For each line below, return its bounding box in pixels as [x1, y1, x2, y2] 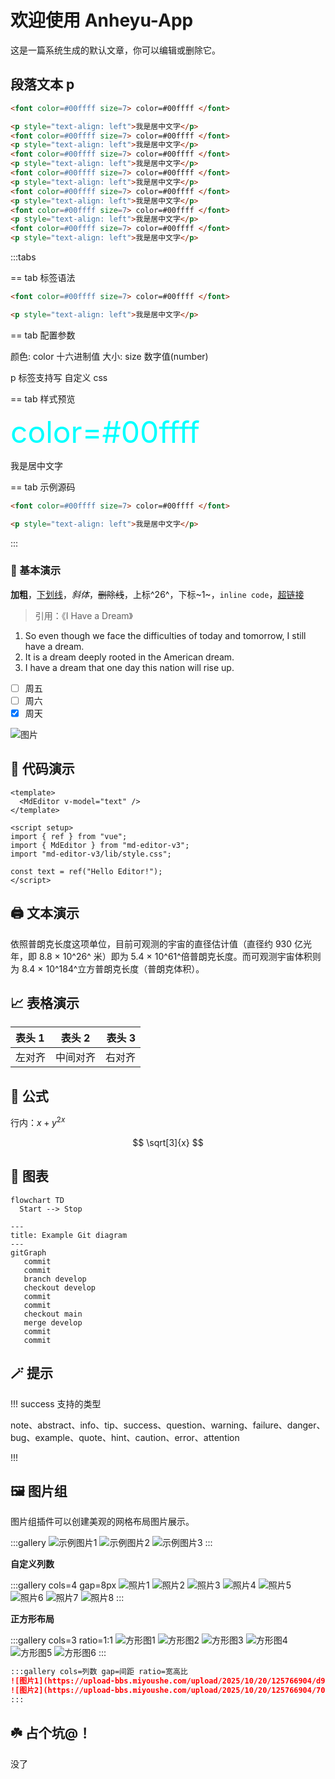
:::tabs [10, 251, 37, 263]
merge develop [23, 1317, 83, 1328]
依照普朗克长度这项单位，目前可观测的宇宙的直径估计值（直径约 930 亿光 [10, 937, 313, 950]
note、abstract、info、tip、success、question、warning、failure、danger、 [10, 1419, 326, 1431]
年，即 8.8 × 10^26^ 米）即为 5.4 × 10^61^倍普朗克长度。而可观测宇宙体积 [10, 950, 313, 962]
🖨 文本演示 [10, 905, 80, 922]
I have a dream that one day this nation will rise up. [24, 661, 235, 673]
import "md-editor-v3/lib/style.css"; [10, 849, 172, 859]
